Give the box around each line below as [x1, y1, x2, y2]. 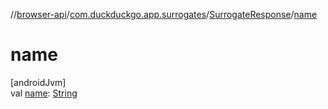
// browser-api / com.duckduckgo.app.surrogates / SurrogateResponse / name [10, 9, 318, 20]
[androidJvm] [10, 76, 67, 88]
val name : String [10, 87, 78, 99]
